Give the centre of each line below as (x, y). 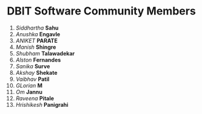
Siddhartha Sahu (37, 28)
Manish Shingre (36, 47)
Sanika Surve (33, 66)
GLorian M (29, 85)
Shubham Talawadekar (45, 53)
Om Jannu (29, 92)
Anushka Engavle (38, 34)
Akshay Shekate (36, 72)
